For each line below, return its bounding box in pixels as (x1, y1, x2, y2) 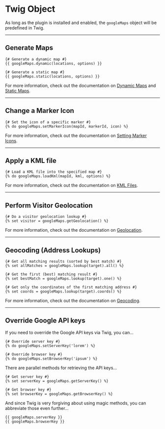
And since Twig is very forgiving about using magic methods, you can (5, 400, 146, 406)
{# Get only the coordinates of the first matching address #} (5, 285, 137, 290)
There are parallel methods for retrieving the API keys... (5, 365, 117, 371)
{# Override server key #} (5, 339, 60, 344)
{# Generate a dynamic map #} (5, 56, 67, 62)
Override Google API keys (5, 317, 86, 325)
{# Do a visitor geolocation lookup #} (5, 214, 87, 219)
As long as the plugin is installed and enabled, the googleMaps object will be (5, 20, 157, 26)
